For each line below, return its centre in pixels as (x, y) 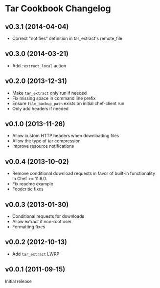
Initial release (18, 281)
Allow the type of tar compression (46, 141)
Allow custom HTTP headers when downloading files (66, 136)
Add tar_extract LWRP (36, 254)
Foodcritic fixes (28, 189)
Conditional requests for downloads (48, 216)
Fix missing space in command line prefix (54, 98)
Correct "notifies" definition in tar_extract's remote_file (67, 38)
